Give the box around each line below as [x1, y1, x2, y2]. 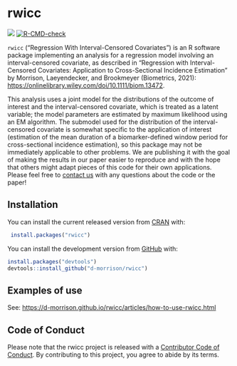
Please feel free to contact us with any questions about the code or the [7, 170, 216, 179]
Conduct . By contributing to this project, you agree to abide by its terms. [7, 350, 219, 359]
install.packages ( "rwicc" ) [10, 231, 91, 239]
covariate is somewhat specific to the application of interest [36, 125, 212, 133]
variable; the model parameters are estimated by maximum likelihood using [7, 110, 228, 118]
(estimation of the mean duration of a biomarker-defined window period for [7, 132, 228, 141]
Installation [7, 199, 58, 211]
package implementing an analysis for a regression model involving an [7, 51, 214, 59]
